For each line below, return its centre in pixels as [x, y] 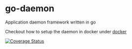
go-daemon [30, 9]
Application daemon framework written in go [51, 22]
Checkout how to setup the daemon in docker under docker [66, 31]
